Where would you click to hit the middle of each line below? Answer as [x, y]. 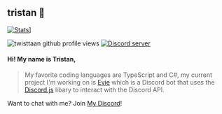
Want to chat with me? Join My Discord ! [65, 104]
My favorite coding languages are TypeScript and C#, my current [118, 75]
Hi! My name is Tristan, [42, 59]
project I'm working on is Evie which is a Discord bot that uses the [119, 83]
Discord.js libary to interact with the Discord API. [94, 90]
